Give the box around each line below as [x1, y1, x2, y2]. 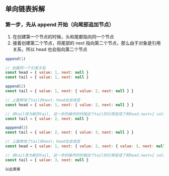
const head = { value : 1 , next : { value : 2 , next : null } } [5, 102, 134, 107]
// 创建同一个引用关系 [5, 65, 46, 71]
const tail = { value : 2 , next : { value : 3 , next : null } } [5, 130, 134, 135]
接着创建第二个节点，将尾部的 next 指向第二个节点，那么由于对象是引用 [12, 40, 161, 46]
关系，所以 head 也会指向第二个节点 [12, 46, 88, 52]
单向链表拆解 [5, 5, 45, 14]
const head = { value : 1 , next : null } [5, 70, 89, 75]
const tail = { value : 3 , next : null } [5, 157, 89, 162]
